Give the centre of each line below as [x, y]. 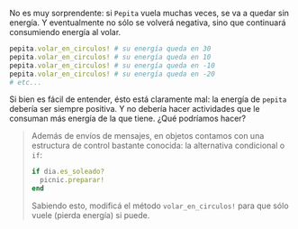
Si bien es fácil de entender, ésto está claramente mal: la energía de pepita [148, 99]
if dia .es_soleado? [68, 172]
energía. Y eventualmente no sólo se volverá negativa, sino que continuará [148, 23]
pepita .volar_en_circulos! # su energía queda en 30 [110, 49]
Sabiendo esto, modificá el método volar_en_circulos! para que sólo [160, 206]
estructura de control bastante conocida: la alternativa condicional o [158, 146]
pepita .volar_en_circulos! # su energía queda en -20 [113, 74]
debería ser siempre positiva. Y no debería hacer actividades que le [135, 109]
